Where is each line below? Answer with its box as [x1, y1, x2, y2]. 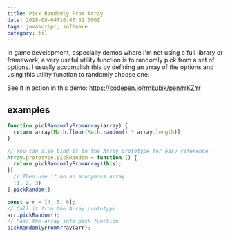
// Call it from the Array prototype [7, 205, 116, 212]
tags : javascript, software [7, 23, 88, 30]
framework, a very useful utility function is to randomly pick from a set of [7, 56, 215, 64]
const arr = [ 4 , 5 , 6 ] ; [7, 199, 76, 205]
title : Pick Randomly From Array [7, 10, 104, 17]
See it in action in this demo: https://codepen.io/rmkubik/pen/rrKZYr [7, 84, 202, 92]
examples [7, 104, 50, 116]
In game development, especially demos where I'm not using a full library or [7, 48, 223, 57]
